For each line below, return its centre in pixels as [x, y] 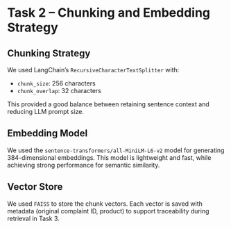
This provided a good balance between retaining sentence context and [108, 104]
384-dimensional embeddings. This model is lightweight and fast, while [109, 157]
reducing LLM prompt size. [46, 112]
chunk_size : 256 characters [56, 83]
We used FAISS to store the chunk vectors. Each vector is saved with [105, 204]
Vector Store [35, 187]
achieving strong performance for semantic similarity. [84, 165]
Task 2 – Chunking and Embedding [109, 13]
